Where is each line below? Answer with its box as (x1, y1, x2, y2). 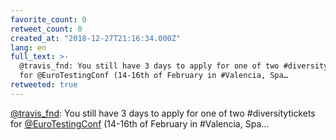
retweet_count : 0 (10, 24, 83, 34)
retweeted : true (10, 80, 78, 90)
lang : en (10, 42, 47, 53)
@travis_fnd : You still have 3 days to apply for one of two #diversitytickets (10, 107, 316, 119)
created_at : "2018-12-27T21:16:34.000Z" (10, 33, 182, 43)
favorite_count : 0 (10, 14, 87, 25)
